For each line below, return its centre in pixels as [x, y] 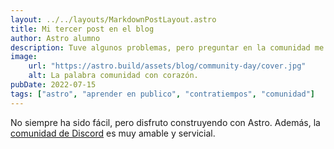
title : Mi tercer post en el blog [82, 29]
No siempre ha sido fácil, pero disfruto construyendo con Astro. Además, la [165, 122]
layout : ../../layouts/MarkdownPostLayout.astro [113, 19]
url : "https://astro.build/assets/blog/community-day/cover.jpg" [167, 66]
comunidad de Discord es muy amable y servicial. [113, 133]
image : [24, 57]
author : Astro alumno [55, 38]
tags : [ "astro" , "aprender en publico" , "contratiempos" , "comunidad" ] [162, 94]
